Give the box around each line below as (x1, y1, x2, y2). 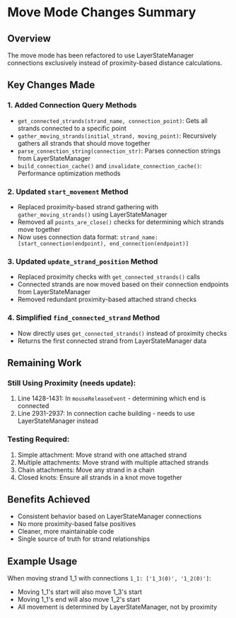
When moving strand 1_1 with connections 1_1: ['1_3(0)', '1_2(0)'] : (7, 574, 211, 583)
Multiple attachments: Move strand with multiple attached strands (17, 457, 209, 467)
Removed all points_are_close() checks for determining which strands (17, 217, 225, 226)
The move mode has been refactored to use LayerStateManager (7, 51, 194, 59)
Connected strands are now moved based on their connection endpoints (17, 280, 229, 288)
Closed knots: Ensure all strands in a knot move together (17, 473, 182, 482)
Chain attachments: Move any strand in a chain (17, 465, 155, 474)
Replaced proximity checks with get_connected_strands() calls (17, 273, 201, 281)
